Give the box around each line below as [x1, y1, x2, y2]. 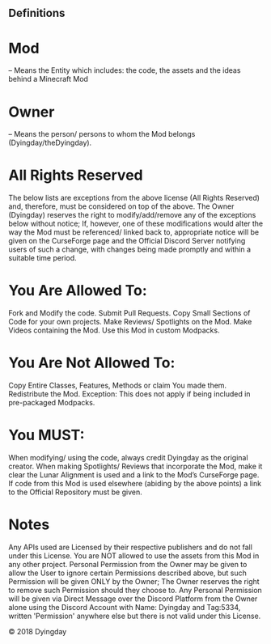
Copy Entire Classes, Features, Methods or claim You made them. [8, 380, 227, 391]
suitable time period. [8, 253, 77, 263]
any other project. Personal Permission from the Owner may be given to [8, 559, 248, 569]
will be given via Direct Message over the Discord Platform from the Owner [8, 594, 258, 604]
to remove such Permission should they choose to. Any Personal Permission [8, 585, 263, 595]
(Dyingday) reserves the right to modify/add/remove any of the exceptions [8, 210, 256, 220]
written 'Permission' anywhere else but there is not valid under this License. [8, 611, 261, 621]
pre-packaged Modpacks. [8, 398, 95, 408]
